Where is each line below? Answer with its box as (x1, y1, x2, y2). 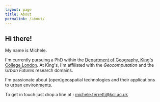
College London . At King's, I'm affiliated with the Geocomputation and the (5, 62, 154, 68)
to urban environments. (5, 82, 53, 88)
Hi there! (5, 34, 32, 43)
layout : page (5, 7, 32, 12)
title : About (5, 12, 32, 17)
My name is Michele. (5, 48, 47, 53)
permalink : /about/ (5, 16, 45, 21)
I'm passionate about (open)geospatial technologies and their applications (5, 77, 156, 83)
